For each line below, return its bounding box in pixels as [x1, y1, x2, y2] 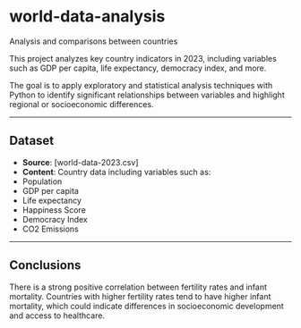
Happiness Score [21, 204, 87, 215]
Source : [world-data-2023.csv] [21, 156, 139, 167]
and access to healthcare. [9, 310, 106, 321]
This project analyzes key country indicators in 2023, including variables [9, 53, 278, 63]
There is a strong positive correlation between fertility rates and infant [9, 282, 267, 292]
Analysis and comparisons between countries [9, 36, 178, 46]
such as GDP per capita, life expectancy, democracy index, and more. [9, 63, 267, 73]
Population [21, 176, 63, 187]
